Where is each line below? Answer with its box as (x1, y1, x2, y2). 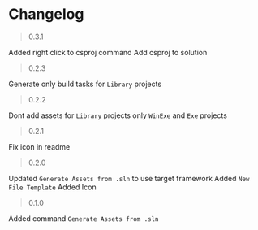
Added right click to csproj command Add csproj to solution (8, 47, 208, 57)
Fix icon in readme (8, 141, 71, 151)
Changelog (8, 5, 84, 24)
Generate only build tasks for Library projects (8, 79, 162, 89)
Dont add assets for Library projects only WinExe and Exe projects (8, 111, 227, 120)
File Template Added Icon (8, 182, 97, 192)
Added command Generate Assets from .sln (8, 213, 160, 223)
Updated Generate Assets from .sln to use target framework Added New (8, 173, 250, 183)
